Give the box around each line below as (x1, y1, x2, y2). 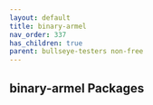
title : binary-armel (9, 22, 88, 31)
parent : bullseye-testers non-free (9, 47, 144, 56)
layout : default (9, 13, 71, 23)
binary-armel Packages (9, 81, 145, 96)
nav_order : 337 (9, 30, 67, 39)
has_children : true (9, 38, 83, 48)
